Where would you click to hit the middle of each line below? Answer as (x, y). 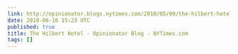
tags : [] (20, 40)
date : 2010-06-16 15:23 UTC (49, 20)
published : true (31, 27)
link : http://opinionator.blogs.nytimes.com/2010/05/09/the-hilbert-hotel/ (121, 14)
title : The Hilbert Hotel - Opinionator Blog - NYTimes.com (98, 33)
